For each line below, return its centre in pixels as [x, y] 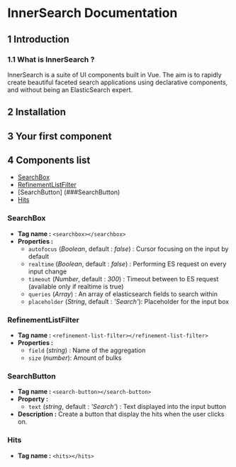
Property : [33, 399]
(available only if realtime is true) [76, 286]
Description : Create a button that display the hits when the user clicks [121, 414]
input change [47, 271]
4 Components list [49, 161]
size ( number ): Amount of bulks [75, 358]
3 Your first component [60, 136]
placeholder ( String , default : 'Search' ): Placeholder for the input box [128, 301]
